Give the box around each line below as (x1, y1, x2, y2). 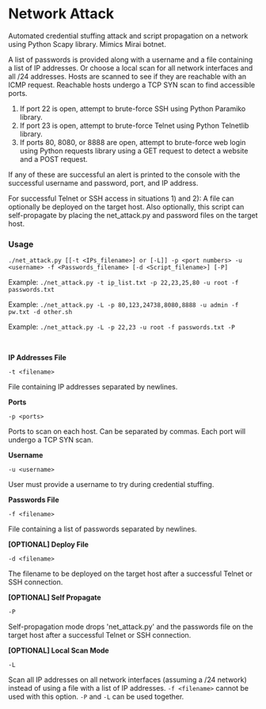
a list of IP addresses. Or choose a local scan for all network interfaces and (8, 63, 253, 72)
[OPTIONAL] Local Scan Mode (8, 646, 109, 655)
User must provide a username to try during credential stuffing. (8, 480, 215, 489)
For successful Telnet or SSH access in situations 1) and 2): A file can (8, 194, 234, 203)
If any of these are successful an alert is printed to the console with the (8, 170, 241, 179)
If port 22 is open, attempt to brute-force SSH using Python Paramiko (19, 104, 246, 113)
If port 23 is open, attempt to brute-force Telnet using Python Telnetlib (19, 121, 249, 130)
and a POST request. (19, 154, 88, 163)
